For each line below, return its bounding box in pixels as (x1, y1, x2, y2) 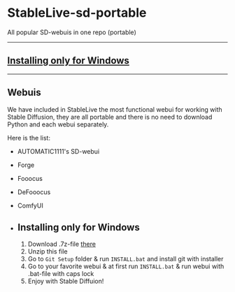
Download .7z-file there (27, 240, 97, 249)
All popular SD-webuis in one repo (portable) (7, 28, 136, 36)
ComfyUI (17, 201, 43, 210)
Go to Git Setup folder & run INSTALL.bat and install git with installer (27, 255, 224, 263)
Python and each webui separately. (7, 120, 109, 129)
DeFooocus (17, 187, 51, 196)
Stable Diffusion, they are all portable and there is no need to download (7, 112, 213, 121)
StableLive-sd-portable (7, 5, 147, 21)
